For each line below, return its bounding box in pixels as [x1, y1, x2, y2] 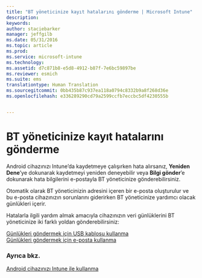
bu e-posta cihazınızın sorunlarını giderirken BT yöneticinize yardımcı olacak [6, 193, 196, 201]
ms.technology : [6, 59, 45, 65]
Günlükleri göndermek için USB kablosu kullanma [6, 230, 129, 237]
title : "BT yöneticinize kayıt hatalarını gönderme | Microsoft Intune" [6, 8, 193, 15]
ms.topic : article [6, 43, 52, 49]
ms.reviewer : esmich [6, 71, 58, 77]
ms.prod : [6, 48, 28, 54]
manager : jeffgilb [6, 31, 52, 37]
